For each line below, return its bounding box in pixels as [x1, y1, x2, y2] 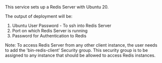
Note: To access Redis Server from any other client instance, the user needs [5, 42, 158, 48]
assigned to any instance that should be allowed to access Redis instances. [5, 52, 156, 58]
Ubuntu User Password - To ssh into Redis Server [12, 23, 112, 28]
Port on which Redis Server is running [12, 28, 88, 33]
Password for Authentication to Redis [12, 33, 86, 38]
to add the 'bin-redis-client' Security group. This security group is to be [5, 48, 148, 53]
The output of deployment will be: [5, 13, 73, 19]
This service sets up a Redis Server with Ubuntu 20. [5, 4, 109, 10]
